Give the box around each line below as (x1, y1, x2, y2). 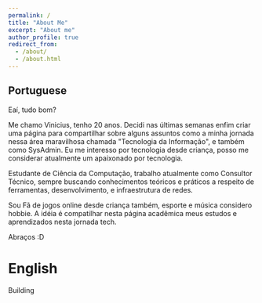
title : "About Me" (8, 19, 68, 27)
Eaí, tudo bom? (8, 105, 56, 114)
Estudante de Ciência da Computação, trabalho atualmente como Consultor (8, 168, 253, 178)
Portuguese (8, 84, 67, 98)
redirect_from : (8, 41, 58, 49)
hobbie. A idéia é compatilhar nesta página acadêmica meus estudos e (8, 208, 238, 218)
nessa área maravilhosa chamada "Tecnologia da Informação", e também (8, 136, 245, 146)
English (8, 259, 58, 277)
